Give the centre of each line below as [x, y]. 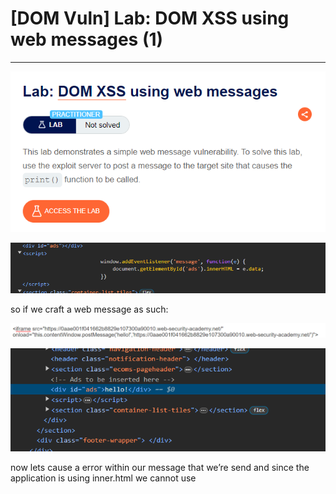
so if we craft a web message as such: [89, 309]
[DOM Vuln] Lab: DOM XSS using [150, 18]
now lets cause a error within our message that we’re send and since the [160, 467]
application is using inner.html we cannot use [103, 478]
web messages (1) [87, 39]
